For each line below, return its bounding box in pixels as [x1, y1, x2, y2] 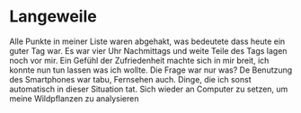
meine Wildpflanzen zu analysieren [9, 92, 139, 104]
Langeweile [9, 6, 97, 27]
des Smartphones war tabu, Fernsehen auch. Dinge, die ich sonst [9, 74, 252, 84]
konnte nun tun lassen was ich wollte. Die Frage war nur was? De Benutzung [9, 65, 293, 75]
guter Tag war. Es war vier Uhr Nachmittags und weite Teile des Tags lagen [9, 45, 288, 56]
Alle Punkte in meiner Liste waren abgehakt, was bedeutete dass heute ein [9, 36, 286, 47]
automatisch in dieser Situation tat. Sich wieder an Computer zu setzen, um [9, 83, 288, 94]
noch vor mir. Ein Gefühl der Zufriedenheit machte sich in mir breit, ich [9, 55, 270, 65]
